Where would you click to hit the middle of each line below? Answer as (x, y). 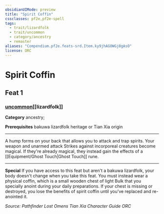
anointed (14, 197)
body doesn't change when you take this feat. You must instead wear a (76, 176)
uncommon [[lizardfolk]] (34, 107)
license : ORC (18, 50)
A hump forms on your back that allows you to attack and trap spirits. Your (80, 141)
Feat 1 (14, 93)
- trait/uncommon (27, 32)
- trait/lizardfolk (29, 28)
